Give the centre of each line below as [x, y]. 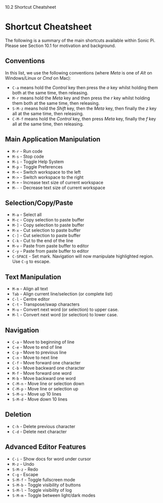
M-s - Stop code [28, 156]
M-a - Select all [27, 215]
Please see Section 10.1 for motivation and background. [61, 46]
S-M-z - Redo [25, 469]
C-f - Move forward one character [46, 363]
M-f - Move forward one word [42, 373]
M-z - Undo [23, 464]
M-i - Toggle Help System [38, 162]
